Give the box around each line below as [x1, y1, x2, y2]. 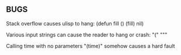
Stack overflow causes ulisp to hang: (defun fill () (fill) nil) [6, 20, 144, 27]
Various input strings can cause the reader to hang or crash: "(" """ [6, 31, 168, 38]
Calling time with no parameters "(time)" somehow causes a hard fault [6, 42, 175, 49]
